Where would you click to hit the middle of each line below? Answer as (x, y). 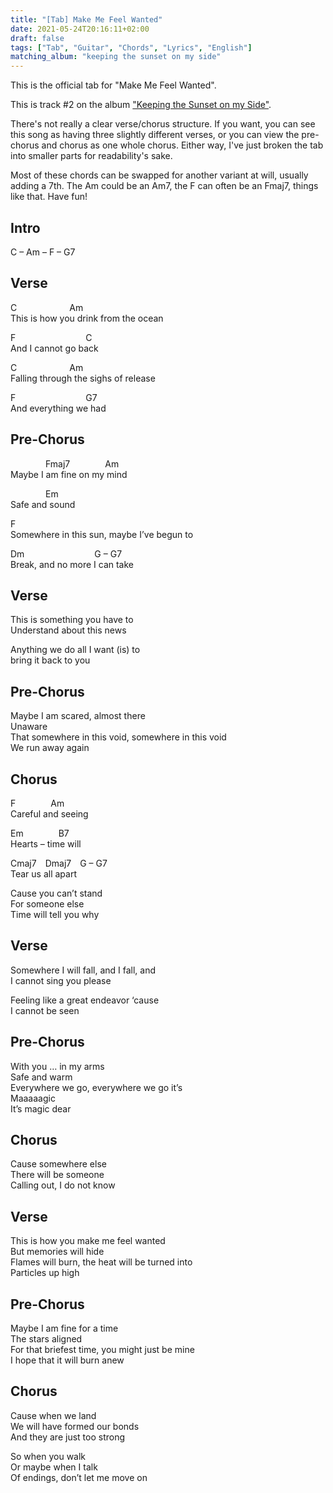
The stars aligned (46, 1339)
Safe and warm (41, 1077)
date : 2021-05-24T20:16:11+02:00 (80, 29)
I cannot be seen (45, 1010)
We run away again (50, 748)
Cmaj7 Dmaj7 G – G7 (59, 863)
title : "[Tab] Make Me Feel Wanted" (86, 19)
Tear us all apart (43, 874)
